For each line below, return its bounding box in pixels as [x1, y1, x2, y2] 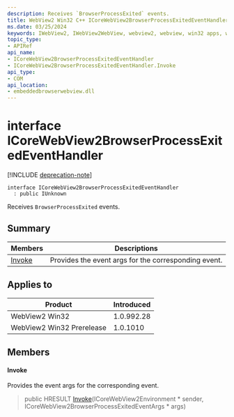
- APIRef [7, 43, 33, 50]
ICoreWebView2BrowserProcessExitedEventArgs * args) [24, 402, 187, 411]
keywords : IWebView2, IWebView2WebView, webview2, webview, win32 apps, [7, 29, 223, 37]
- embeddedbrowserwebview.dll [7, 88, 95, 95]
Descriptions [114, 243, 158, 253]
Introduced [113, 299, 151, 309]
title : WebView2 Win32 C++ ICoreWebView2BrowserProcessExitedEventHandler [7, 17, 229, 24]
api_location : [7, 82, 49, 89]
